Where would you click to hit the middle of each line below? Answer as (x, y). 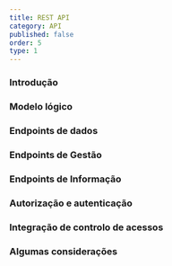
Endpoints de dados (54, 130)
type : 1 (24, 51)
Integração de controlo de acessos (86, 227)
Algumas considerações (64, 251)
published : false (42, 34)
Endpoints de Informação (65, 179)
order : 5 (26, 43)
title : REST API (39, 18)
